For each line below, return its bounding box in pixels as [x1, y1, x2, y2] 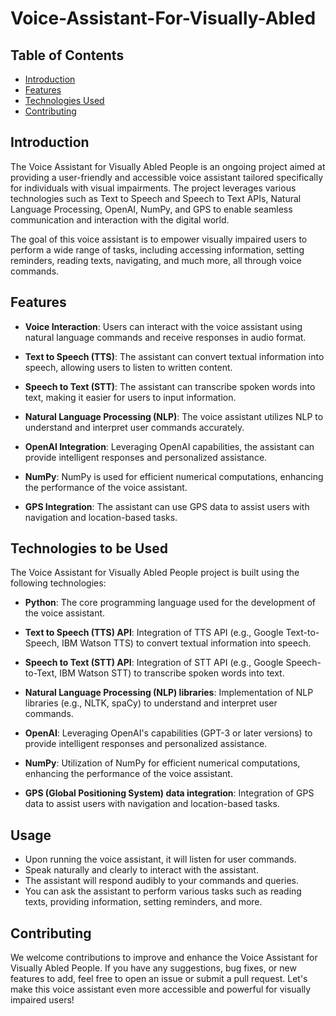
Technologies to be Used [10, 540, 168, 557]
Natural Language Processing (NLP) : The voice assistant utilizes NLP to [24, 410, 324, 422]
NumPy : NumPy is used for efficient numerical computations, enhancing [24, 470, 324, 482]
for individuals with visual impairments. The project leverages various [10, 182, 297, 194]
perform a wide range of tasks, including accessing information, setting [10, 243, 305, 256]
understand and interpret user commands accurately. [24, 421, 245, 433]
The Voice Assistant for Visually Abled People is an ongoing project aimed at [10, 160, 326, 172]
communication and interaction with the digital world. [10, 213, 230, 226]
